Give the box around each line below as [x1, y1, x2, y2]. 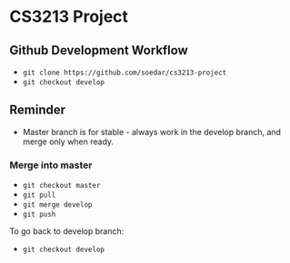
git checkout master [22, 181, 101, 190]
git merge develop [22, 200, 93, 209]
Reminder [9, 102, 66, 118]
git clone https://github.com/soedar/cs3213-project [22, 68, 227, 77]
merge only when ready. [22, 136, 115, 147]
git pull [22, 190, 56, 200]
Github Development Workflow [9, 43, 188, 58]
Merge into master [9, 159, 93, 171]
